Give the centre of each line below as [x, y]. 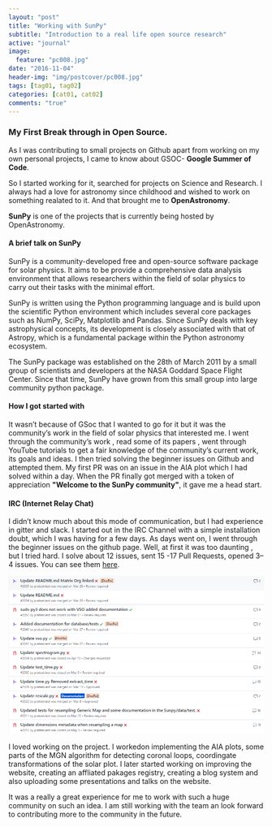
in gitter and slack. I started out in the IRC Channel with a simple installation [134, 530]
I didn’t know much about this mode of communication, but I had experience [136, 522]
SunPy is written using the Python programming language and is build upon [135, 303]
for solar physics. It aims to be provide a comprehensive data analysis [125, 270]
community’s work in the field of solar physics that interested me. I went [129, 433]
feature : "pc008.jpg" [52, 60]
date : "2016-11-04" [41, 69]
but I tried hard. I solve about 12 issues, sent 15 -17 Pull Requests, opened [131, 556]
